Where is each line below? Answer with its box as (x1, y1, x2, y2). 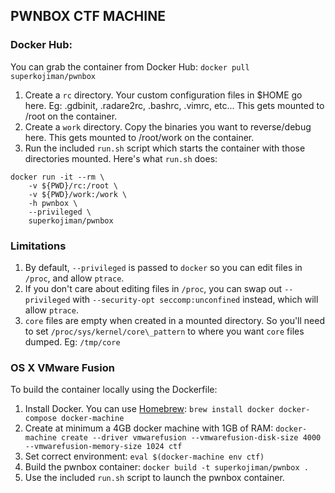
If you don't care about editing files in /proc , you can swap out (24, 282, 283, 294)
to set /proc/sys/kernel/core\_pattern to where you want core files (24, 325, 305, 337)
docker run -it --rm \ (10, 172, 105, 182)
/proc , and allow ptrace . (24, 272, 125, 284)
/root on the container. (24, 110, 118, 122)
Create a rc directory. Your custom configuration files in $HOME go (24, 89, 303, 101)
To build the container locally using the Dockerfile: (10, 384, 218, 396)
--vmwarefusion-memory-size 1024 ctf (24, 442, 183, 452)
